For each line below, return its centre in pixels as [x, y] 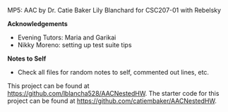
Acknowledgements [38, 24]
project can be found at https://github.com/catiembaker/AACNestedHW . [112, 101]
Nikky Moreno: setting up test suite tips [74, 45]
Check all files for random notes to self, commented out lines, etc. [113, 72]
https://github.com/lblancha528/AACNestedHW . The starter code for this [113, 93]
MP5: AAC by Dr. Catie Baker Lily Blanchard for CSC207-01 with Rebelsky [114, 10]
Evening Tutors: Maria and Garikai [67, 37]
